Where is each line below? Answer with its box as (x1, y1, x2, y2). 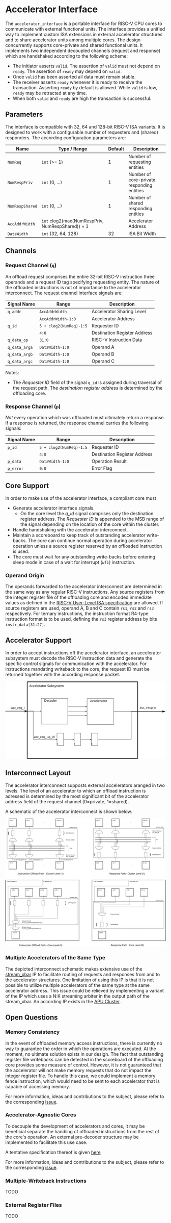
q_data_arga (7, 345, 33, 350)
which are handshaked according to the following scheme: (5, 53, 128, 59)
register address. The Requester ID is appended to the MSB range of (20, 516, 164, 522)
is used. (12, 548, 30, 554)
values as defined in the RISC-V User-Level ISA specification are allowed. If (5, 600, 163, 606)
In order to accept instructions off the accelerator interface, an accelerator (5, 649, 161, 656)
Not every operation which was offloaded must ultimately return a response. (5, 414, 165, 420)
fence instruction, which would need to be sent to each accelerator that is (5, 1078, 160, 1084)
